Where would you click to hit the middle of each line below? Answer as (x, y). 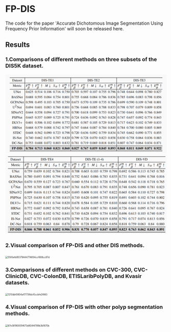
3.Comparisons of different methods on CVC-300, (69, 269)
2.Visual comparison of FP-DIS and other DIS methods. (75, 245)
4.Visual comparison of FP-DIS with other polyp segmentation (84, 307)
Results (18, 45)
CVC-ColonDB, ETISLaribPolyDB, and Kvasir (86, 276)
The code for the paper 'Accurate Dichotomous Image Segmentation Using (84, 23)
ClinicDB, (17, 276)
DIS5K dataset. (24, 66)
